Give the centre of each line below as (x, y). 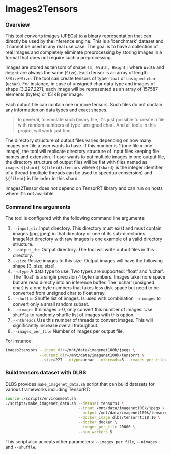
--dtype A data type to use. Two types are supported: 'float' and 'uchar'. (88, 271)
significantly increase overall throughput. (55, 325)
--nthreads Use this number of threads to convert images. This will (83, 320)
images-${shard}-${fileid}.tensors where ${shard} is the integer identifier (84, 168)
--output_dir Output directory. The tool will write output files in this (83, 249)
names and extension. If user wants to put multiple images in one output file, (85, 157)
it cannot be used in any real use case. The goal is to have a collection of (82, 47)
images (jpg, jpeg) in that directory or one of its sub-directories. (79, 233)
